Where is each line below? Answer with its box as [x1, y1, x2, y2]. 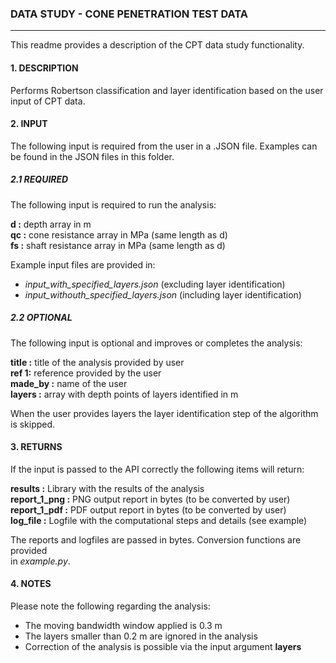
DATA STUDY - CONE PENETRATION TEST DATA [10, 7, 249, 21]
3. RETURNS [10, 441, 63, 453]
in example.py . [10, 555, 71, 567]
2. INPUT [10, 118, 48, 130]
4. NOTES [10, 578, 52, 590]
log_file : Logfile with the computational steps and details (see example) [10, 514, 308, 526]
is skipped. [10, 418, 56, 430]
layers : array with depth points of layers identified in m [10, 388, 239, 400]
